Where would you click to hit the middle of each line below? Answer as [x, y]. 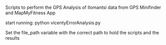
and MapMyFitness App [30, 13]
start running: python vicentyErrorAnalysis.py [53, 23]
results [13, 38]
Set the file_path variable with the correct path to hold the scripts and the [82, 32]
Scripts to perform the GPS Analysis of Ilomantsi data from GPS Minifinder [83, 7]
